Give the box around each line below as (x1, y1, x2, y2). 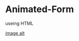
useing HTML (5, 20, 34, 26)
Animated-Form (5, 4, 74, 15)
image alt (5, 30, 25, 36)
